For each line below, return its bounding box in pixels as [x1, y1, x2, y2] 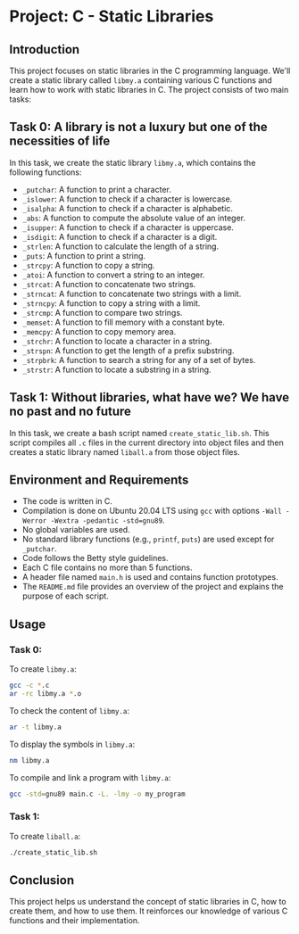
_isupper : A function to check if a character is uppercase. [21, 221, 235, 233]
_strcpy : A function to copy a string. [21, 260, 155, 270]
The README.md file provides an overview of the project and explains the [21, 582, 284, 592]
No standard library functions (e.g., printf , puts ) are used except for [21, 533, 275, 545]
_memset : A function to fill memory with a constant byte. [21, 317, 226, 327]
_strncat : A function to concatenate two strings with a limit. [21, 288, 242, 299]
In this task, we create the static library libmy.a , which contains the [9, 157, 256, 168]
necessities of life [9, 134, 111, 149]
